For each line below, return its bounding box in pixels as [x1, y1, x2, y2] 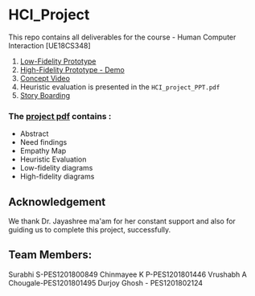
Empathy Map [19, 146, 67, 156]
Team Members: [8, 248, 93, 262]
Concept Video [19, 73, 71, 83]
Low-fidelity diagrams [19, 163, 93, 173]
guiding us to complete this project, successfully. [8, 225, 171, 235]
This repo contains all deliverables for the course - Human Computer [8, 32, 236, 42]
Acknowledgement [8, 195, 106, 208]
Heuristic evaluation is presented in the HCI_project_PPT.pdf [19, 82, 220, 92]
